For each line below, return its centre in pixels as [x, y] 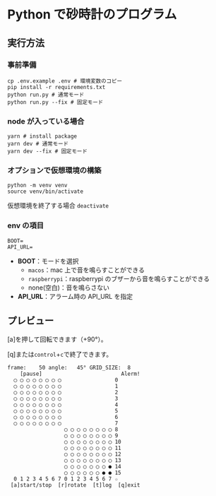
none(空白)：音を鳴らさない [68, 288]
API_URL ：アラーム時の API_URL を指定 [75, 296]
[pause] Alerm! [80, 374]
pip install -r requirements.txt [56, 87]
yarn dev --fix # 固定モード [48, 152]
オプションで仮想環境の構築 [54, 170]
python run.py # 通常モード [46, 95]
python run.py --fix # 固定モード [55, 102]
